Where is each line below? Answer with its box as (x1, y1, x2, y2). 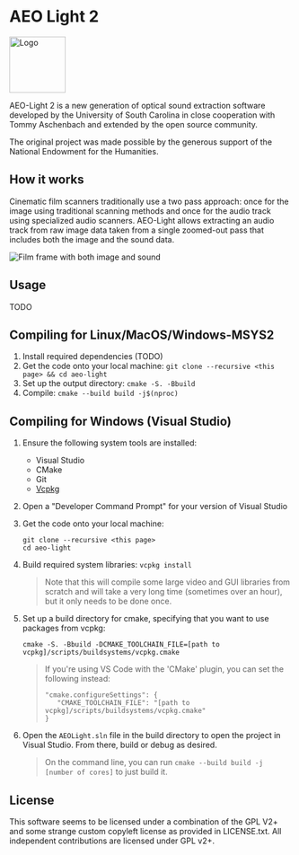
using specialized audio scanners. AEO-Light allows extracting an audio (9, 215, 275, 225)
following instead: (44, 674, 110, 684)
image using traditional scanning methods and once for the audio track (9, 205, 271, 216)
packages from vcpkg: (22, 622, 106, 634)
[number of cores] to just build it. (44, 766, 168, 778)
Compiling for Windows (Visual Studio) (9, 413, 232, 428)
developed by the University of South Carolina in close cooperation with (9, 110, 276, 120)
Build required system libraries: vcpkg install (22, 560, 193, 570)
